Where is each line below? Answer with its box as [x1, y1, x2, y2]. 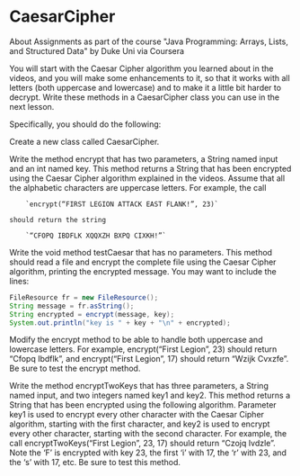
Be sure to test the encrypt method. [9, 363, 141, 374]
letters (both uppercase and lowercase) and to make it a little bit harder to [9, 82, 281, 93]
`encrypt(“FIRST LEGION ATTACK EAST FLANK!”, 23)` [25, 200, 219, 209]
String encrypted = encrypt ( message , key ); [9, 310, 175, 319]
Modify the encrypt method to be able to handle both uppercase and [9, 335, 263, 346]
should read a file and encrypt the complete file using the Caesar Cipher [9, 256, 277, 267]
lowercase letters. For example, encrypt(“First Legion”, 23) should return [9, 344, 278, 355]
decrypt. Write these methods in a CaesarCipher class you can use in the [9, 92, 280, 103]
